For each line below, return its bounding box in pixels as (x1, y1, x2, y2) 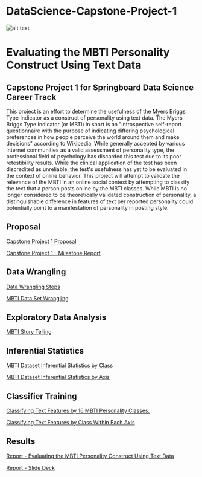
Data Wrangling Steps (6, 283, 60, 290)
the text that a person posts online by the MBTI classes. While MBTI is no (6, 184, 188, 192)
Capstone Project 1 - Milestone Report (6, 249, 101, 256)
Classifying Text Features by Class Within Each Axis (6, 419, 135, 426)
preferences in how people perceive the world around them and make (6, 133, 180, 140)
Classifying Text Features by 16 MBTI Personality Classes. (6, 407, 150, 414)
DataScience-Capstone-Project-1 (6, 4, 177, 18)
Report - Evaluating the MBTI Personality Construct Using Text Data (6, 452, 174, 459)
